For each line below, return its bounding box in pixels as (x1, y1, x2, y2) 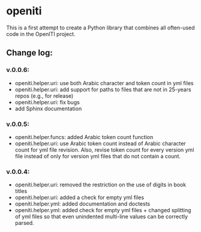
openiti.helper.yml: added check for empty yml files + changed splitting (14, 207, 191, 214)
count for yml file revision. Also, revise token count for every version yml (14, 146, 194, 153)
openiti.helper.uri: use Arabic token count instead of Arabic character (14, 140, 186, 147)
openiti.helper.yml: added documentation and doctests (14, 200, 151, 207)
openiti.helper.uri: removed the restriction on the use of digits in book (14, 181, 187, 188)
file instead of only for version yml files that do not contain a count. (14, 152, 181, 159)
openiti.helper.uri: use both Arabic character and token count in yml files (14, 79, 194, 86)
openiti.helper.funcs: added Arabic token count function (14, 133, 154, 140)
